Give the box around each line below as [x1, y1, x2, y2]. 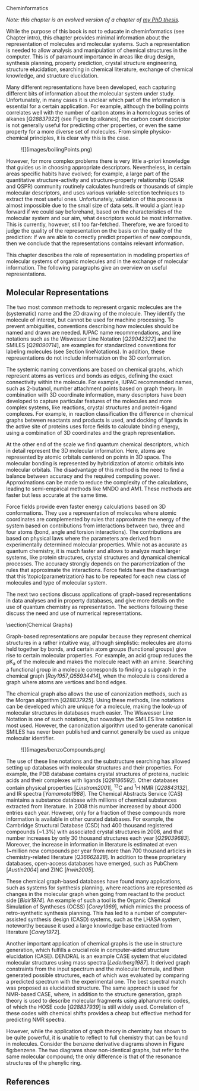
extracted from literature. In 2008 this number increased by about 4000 [6, 803, 182, 810]
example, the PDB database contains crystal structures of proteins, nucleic [6, 770, 189, 777]
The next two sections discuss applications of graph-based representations [6, 591, 192, 598]
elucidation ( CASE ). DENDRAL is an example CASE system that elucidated [6, 953, 187, 960]
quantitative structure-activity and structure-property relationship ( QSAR [6, 177, 184, 183]
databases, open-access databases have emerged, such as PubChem [6, 860, 178, 867]
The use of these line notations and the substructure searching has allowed [6, 758, 191, 765]
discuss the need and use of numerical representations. [6, 610, 143, 617]
